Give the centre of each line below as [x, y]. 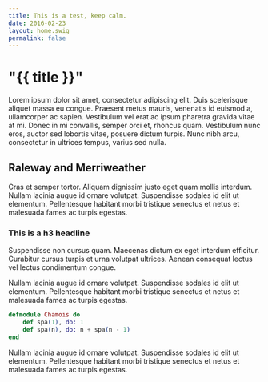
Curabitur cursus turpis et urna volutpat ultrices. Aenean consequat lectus [131, 259]
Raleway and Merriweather [77, 168]
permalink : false [37, 38]
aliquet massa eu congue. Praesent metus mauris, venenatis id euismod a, [131, 108]
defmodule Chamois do [44, 315]
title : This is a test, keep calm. [68, 16]
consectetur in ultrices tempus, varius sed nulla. [87, 143]
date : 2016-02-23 [37, 23]
